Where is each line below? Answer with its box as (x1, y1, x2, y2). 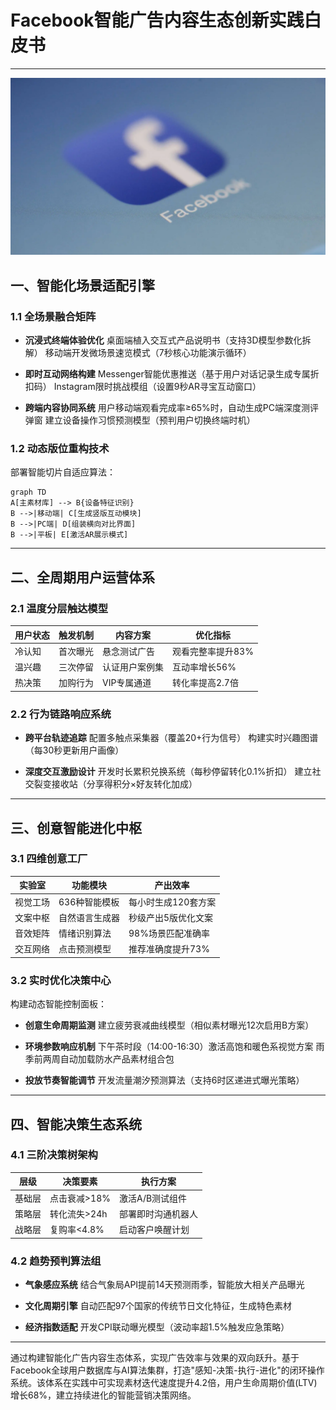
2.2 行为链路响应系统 (10, 707, 112, 721)
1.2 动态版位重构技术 (10, 442, 110, 456)
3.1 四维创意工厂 (10, 852, 88, 866)
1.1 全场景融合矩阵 (10, 309, 97, 323)
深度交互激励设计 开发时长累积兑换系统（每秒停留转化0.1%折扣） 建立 (24, 766, 313, 778)
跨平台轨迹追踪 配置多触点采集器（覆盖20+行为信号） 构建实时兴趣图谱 (24, 732, 319, 744)
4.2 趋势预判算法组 (10, 1254, 102, 1268)
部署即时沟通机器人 (118, 1207, 198, 1220)
